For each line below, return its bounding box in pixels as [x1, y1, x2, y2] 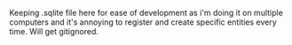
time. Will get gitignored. [9, 26, 99, 36]
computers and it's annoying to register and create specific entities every [9, 17, 277, 27]
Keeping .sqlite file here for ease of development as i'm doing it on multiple [9, 8, 284, 18]
